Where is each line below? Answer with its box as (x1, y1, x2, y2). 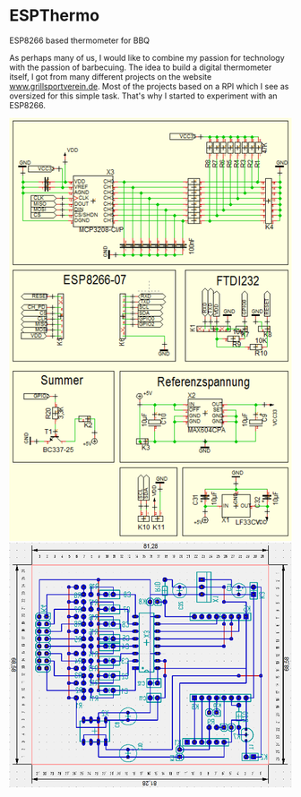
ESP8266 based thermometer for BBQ (9, 35, 150, 46)
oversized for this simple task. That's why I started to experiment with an (9, 90, 278, 101)
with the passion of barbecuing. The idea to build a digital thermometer (9, 62, 272, 73)
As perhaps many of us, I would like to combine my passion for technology (9, 52, 285, 63)
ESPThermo (9, 5, 100, 26)
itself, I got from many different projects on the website (9, 71, 212, 81)
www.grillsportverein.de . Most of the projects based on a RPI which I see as (9, 81, 289, 91)
